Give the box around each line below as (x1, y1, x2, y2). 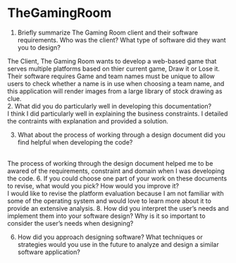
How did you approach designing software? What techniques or (17, 233, 203, 241)
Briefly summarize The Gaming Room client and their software (17, 28, 199, 37)
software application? (17, 247, 81, 256)
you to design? (17, 43, 61, 51)
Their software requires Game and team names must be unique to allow (7, 72, 215, 80)
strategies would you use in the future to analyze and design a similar (17, 240, 220, 248)
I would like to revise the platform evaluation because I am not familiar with (7, 189, 224, 197)
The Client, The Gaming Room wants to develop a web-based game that (7, 56, 217, 65)
